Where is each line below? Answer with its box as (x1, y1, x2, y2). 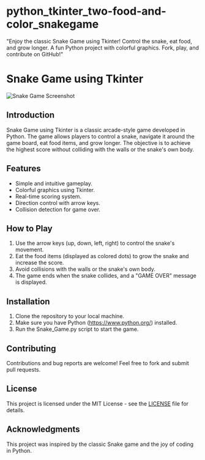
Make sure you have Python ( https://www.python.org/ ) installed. (15, 319, 177, 327)
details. (6, 406, 25, 414)
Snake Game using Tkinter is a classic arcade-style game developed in (6, 126, 185, 133)
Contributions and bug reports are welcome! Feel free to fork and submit (6, 359, 190, 366)
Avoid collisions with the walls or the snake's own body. (15, 265, 156, 273)
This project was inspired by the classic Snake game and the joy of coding (6, 440, 194, 448)
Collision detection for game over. (15, 206, 101, 213)
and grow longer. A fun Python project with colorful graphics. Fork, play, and (6, 44, 199, 51)
